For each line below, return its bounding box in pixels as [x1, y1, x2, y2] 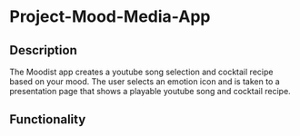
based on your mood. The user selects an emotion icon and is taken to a [9, 76, 280, 87]
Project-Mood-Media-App [9, 6, 211, 27]
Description [9, 43, 77, 58]
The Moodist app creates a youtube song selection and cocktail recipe [9, 66, 274, 77]
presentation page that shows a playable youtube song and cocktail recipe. [9, 86, 291, 96]
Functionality [9, 112, 86, 128]
